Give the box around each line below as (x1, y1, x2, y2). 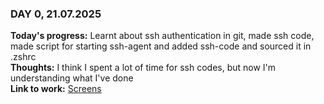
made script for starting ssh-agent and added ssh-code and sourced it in (10, 40, 312, 52)
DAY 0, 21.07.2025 (10, 7, 102, 21)
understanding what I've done (10, 72, 134, 84)
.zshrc (10, 51, 37, 63)
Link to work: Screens (10, 83, 102, 95)
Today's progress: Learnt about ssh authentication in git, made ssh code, (10, 30, 315, 42)
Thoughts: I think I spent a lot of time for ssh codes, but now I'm (10, 62, 277, 74)
